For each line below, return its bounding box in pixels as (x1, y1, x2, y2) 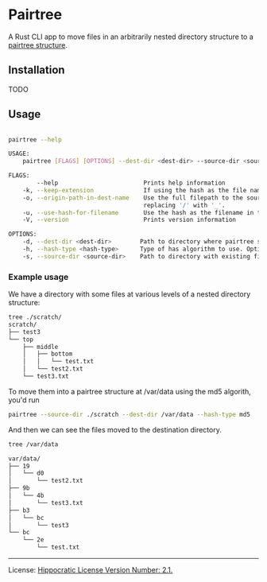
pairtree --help (8, 135, 62, 144)
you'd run (8, 395, 40, 405)
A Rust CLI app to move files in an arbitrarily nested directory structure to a (8, 32, 254, 41)
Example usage (8, 271, 69, 282)
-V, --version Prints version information (22, 216, 237, 224)
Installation (8, 64, 65, 77)
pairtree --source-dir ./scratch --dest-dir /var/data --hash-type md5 (8, 410, 250, 418)
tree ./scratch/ (8, 313, 62, 321)
